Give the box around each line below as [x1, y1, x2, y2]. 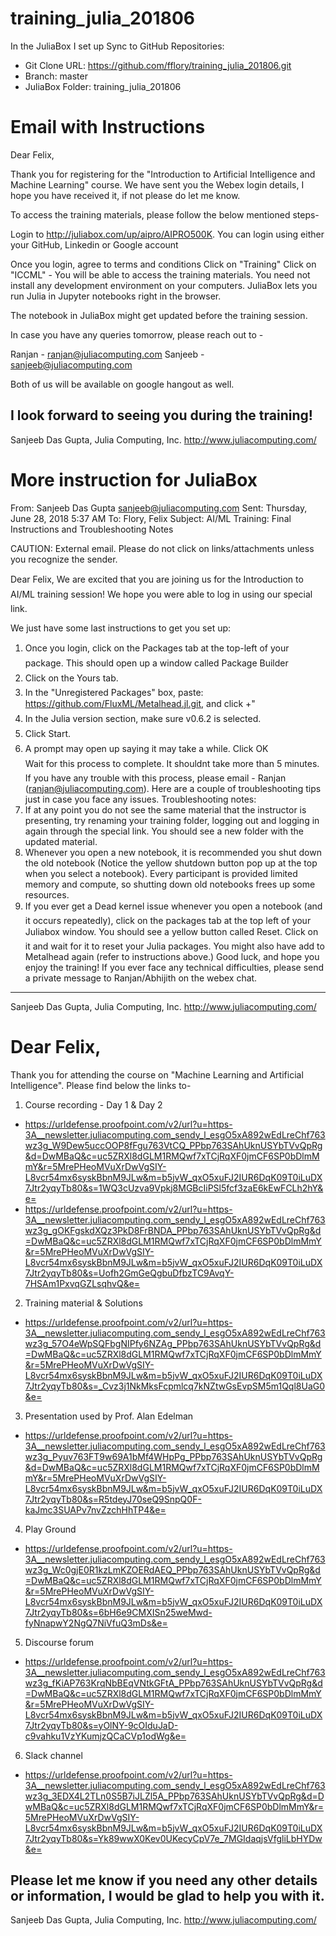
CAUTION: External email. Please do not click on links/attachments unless [10, 542, 315, 554]
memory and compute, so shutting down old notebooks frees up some [24, 878, 316, 890]
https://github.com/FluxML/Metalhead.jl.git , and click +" [24, 697, 256, 709]
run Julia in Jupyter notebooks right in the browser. [10, 290, 222, 302]
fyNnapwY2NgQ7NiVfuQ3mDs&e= [24, 1617, 168, 1629]
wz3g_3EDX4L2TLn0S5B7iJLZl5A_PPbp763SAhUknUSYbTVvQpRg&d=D [24, 1790, 325, 1802]
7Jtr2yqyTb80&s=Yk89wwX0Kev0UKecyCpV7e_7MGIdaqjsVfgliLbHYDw [24, 1832, 323, 1844]
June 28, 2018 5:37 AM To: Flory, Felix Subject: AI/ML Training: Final [10, 512, 292, 524]
